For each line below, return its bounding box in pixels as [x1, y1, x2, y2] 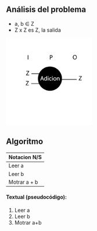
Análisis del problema [6, 5, 86, 15]
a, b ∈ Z [14, 20, 35, 27]
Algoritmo [6, 137, 44, 147]
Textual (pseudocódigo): [6, 193, 67, 201]
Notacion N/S [8, 154, 42, 161]
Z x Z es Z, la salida [14, 26, 61, 33]
